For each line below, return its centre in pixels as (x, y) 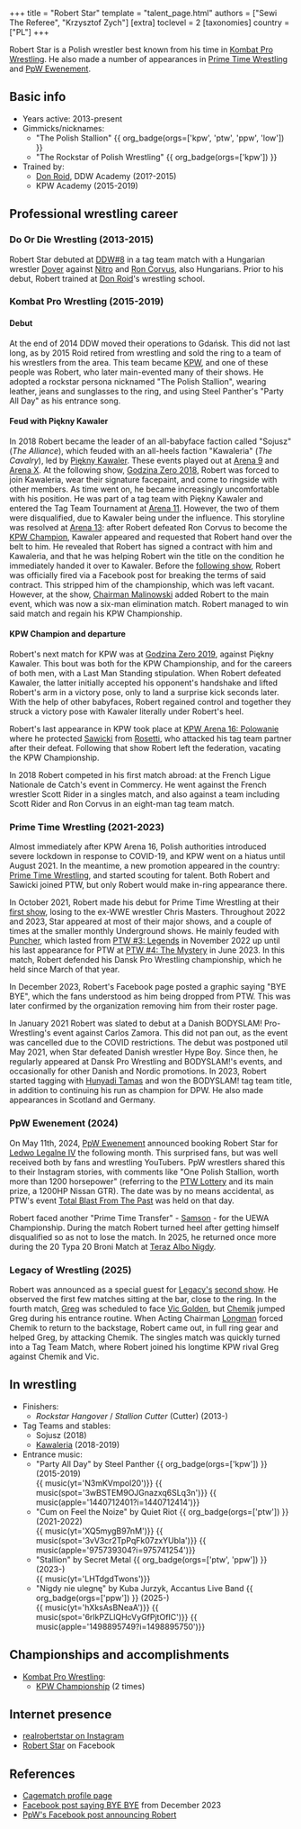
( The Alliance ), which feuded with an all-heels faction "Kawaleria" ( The (141, 450)
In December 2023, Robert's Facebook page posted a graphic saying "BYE (148, 987)
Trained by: (43, 167)
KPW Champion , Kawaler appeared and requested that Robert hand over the (151, 537)
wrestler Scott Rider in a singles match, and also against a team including (145, 794)
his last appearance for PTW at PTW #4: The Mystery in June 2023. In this (147, 950)
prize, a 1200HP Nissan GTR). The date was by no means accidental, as (142, 1191)
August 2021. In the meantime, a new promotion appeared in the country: (145, 866)
